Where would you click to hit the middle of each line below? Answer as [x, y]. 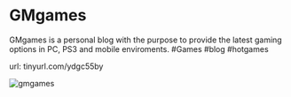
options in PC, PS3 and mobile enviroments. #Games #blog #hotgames [139, 48]
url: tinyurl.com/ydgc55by [56, 66]
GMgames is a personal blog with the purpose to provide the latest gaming [145, 40]
